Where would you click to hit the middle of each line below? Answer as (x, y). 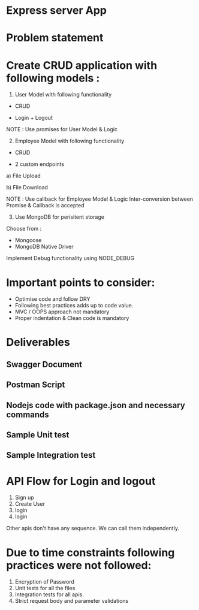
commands (28, 414)
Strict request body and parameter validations (72, 601)
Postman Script (36, 385)
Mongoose (28, 240)
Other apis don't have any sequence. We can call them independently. (93, 529)
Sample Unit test (38, 435)
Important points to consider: (81, 283)
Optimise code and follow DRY (52, 299)
